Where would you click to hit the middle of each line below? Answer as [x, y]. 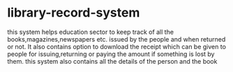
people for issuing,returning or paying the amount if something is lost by [111, 54]
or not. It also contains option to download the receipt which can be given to [117, 46]
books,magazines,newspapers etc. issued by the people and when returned [116, 39]
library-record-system [74, 13]
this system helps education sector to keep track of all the [91, 32]
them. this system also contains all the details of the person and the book [112, 61]
